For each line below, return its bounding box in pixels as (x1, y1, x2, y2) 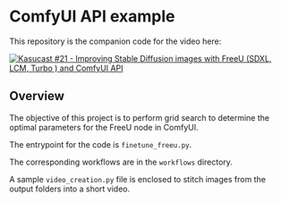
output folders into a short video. (9, 183, 131, 194)
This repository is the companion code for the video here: (9, 36, 222, 47)
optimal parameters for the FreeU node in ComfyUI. (9, 122, 199, 132)
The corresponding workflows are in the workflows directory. (9, 156, 233, 167)
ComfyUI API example (9, 6, 175, 27)
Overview (9, 89, 65, 104)
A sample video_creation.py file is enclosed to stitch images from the (9, 173, 267, 184)
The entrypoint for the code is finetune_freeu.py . (9, 139, 192, 149)
